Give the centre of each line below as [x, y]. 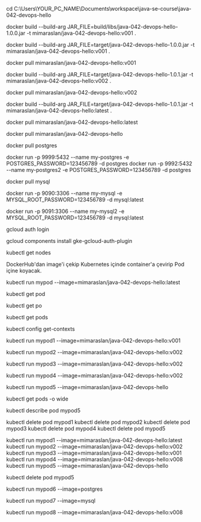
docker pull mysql [28, 182]
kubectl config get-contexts [40, 329]
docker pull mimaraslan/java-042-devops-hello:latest [72, 122]
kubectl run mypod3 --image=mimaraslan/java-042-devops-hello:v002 [94, 364]
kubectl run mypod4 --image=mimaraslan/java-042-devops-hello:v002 [94, 376]
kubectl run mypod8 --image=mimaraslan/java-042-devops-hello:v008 [94, 512]
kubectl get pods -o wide [37, 399]
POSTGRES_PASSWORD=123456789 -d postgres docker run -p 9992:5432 [99, 164]
